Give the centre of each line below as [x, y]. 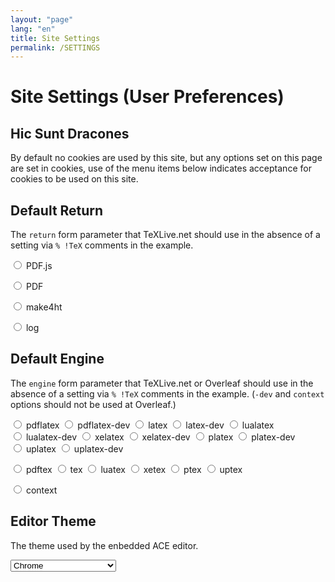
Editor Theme [53, 521]
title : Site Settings [55, 38]
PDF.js [39, 266]
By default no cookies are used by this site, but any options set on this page [166, 158]
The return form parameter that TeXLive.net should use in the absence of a [165, 235]
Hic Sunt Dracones [70, 133]
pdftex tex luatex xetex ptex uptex [134, 469]
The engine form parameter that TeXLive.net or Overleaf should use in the [162, 383]
